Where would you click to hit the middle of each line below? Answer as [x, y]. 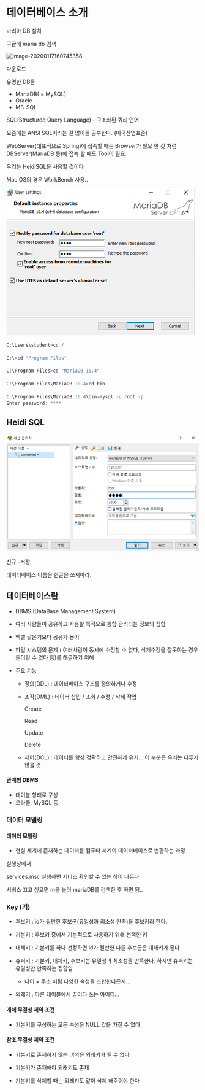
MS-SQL [26, 107]
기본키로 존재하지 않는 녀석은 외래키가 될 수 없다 [72, 1054]
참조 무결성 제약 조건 [31, 1040]
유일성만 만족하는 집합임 [44, 968]
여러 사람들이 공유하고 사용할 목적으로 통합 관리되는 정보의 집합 [90, 624]
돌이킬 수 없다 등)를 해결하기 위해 [54, 657]
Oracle [24, 100]
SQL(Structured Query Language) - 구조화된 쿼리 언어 [73, 120]
